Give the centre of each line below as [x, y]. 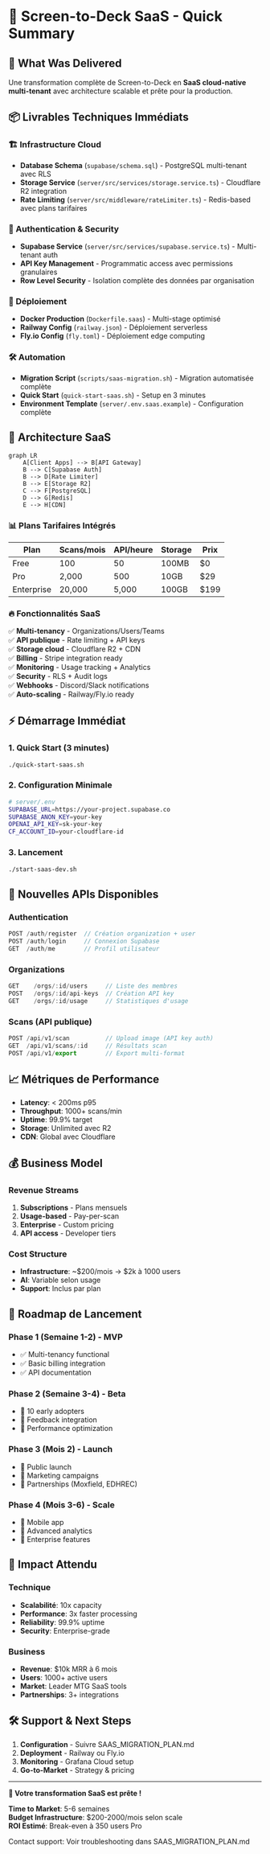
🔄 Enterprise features [55, 1539]
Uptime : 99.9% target [56, 1120]
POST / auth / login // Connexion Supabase [84, 941]
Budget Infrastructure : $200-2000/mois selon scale [96, 1817]
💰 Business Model [55, 1163]
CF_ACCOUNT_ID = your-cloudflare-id [66, 832]
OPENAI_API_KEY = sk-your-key [55, 824]
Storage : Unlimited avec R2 [65, 1128]
